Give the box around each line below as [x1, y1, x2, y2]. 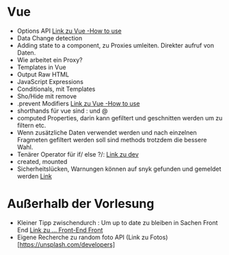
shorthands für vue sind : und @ [16, 107, 108, 115]
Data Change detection [16, 33, 83, 42]
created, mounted [16, 157, 68, 165]
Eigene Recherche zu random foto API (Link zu [16, 233, 149, 241]
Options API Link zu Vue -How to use [16, 27, 122, 35]
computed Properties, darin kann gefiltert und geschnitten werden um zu [16, 113, 223, 122]
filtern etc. [16, 121, 46, 129]
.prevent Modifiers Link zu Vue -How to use [16, 99, 140, 107]
